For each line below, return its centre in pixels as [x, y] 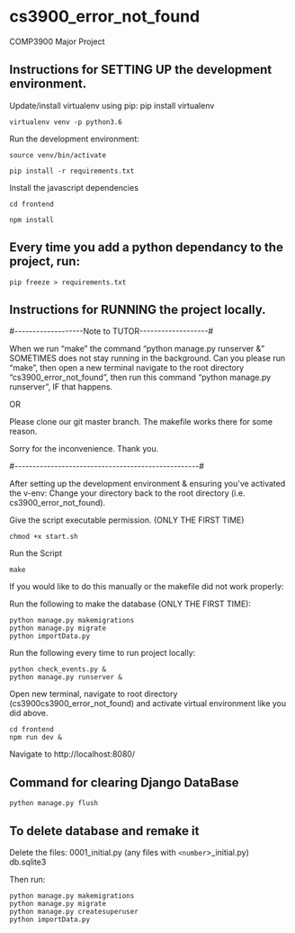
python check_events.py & [58, 669]
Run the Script [36, 553]
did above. [29, 713]
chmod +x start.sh [44, 537]
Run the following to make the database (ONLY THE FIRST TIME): [130, 604]
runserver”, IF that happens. [61, 387]
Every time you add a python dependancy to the [146, 248]
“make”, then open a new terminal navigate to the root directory [127, 368]
